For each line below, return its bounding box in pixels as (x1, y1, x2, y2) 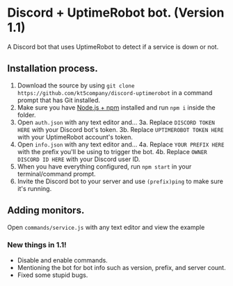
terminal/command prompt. (17, 169, 96, 178)
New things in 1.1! (7, 240, 67, 250)
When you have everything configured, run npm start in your (17, 162, 192, 171)
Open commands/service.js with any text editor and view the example (7, 223, 205, 231)
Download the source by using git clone (17, 81, 135, 90)
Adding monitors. (7, 205, 85, 217)
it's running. (17, 184, 52, 192)
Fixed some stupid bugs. (17, 271, 88, 279)
